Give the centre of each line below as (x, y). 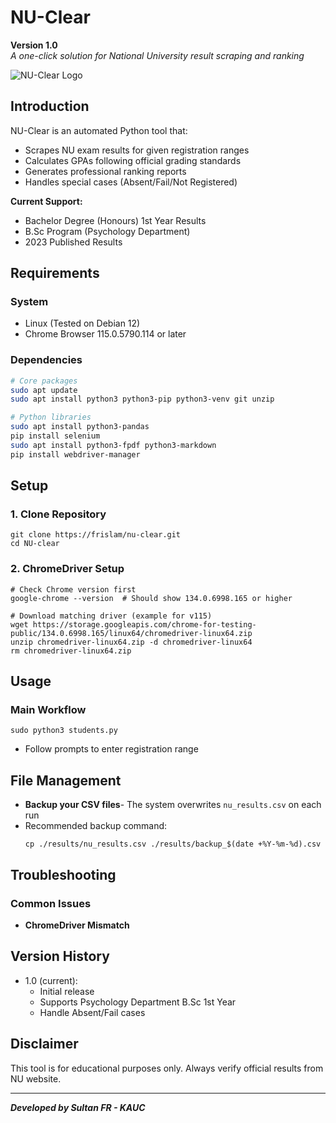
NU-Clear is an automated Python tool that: (99, 130)
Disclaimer (44, 1044)
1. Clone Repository (58, 514)
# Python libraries (51, 417)
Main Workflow (48, 710)
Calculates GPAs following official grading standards (133, 160)
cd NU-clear (35, 544)
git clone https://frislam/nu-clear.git (96, 535)
